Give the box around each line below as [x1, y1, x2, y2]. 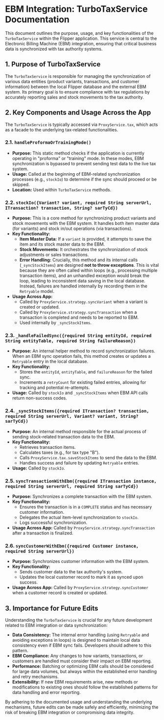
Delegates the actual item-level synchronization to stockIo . [19, 514, 139, 520]
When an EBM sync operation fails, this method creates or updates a [12, 353, 151, 359]
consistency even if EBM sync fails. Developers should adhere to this [12, 642, 152, 648]
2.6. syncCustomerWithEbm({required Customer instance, [5, 542, 139, 549]
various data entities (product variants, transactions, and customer [5, 78, 140, 84]
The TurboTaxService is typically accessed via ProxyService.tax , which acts [5, 122, 158, 127]
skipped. [12, 181, 30, 188]
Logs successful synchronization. [19, 520, 88, 526]
